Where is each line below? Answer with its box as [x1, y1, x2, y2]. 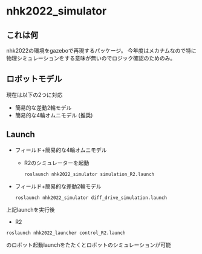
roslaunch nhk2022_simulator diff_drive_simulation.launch [15, 195, 168, 201]
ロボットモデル [6, 74, 62, 84]
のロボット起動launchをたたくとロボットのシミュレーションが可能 [6, 241, 171, 249]
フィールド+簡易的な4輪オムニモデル [15, 146, 107, 154]
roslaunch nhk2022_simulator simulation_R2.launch [24, 171, 155, 177]
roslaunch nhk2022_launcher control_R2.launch [6, 230, 126, 236]
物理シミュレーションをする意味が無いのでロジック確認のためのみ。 [6, 54, 176, 62]
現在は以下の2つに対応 [6, 91, 63, 98]
